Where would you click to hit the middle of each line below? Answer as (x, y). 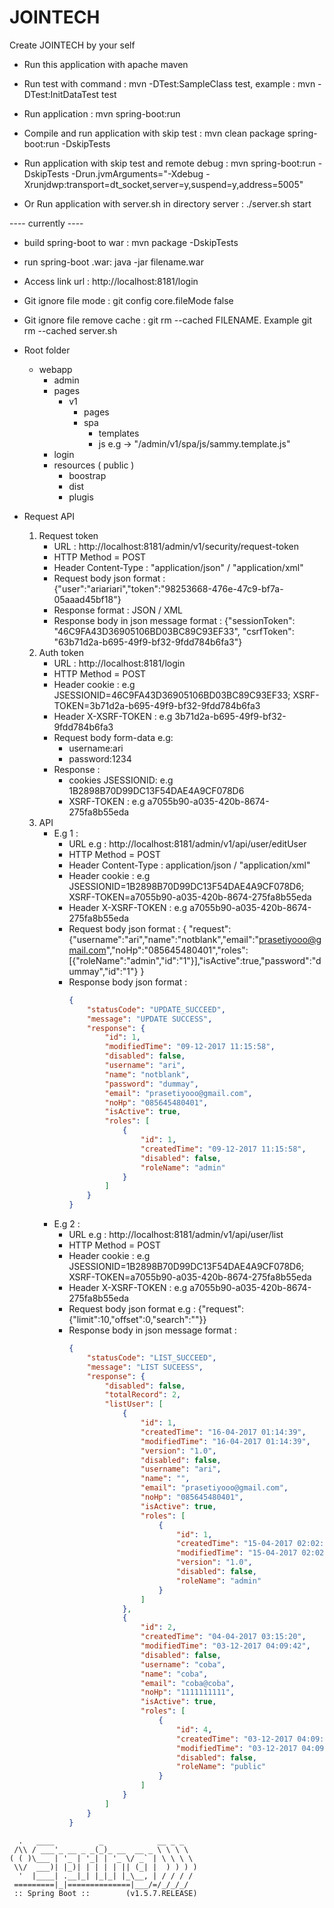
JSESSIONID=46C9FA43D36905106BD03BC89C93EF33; (172, 695)
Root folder (47, 350)
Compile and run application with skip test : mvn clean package (154, 133)
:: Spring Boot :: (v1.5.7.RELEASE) (105, 1893)
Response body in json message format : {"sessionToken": (174, 620)
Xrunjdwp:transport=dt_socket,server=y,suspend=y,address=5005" (163, 184)
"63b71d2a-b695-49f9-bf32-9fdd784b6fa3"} (148, 642)
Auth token (61, 652)
